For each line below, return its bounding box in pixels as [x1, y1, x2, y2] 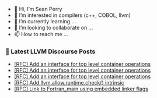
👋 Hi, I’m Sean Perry [13, 6, 62, 12]
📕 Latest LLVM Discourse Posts [5, 47, 96, 55]
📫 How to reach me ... [13, 31, 68, 37]
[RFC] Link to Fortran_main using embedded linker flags [13, 85, 148, 93]
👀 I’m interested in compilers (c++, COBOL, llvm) [13, 12, 131, 19]
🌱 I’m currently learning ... [13, 18, 76, 24]
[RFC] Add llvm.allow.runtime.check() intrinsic [13, 79, 125, 86]
